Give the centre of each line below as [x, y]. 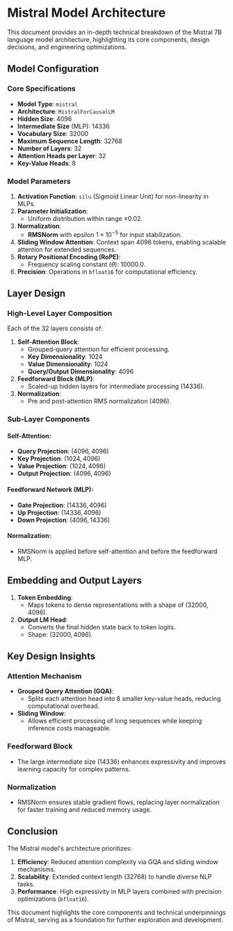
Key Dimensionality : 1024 [65, 357]
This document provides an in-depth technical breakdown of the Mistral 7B [115, 32]
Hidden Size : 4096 [45, 118]
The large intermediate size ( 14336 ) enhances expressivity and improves [121, 762]
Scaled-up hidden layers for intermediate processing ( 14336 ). [116, 386]
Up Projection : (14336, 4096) [59, 512]
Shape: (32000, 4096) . [60, 634]
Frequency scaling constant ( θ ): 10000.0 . [87, 264]
